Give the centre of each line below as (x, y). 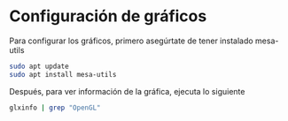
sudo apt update (39, 66)
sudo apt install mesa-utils (63, 74)
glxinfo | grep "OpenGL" (55, 108)
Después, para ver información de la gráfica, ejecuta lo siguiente (127, 91)
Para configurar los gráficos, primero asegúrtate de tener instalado (132, 41)
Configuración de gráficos (108, 16)
